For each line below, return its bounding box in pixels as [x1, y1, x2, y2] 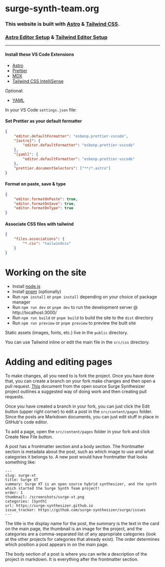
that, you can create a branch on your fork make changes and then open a [5, 378, 156, 384]
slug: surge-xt [5, 473, 36, 478]
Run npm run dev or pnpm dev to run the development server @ [12, 304, 138, 310]
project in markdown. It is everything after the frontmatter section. [5, 556, 139, 562]
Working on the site [5, 267, 87, 278]
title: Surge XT [5, 477, 38, 482]
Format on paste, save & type [5, 181, 66, 187]
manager [12, 299, 31, 305]
